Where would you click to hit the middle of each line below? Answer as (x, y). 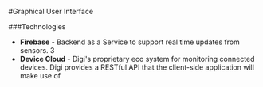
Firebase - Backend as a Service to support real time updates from (130, 42)
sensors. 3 (37, 50)
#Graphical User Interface (51, 11)
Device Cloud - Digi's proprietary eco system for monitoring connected (137, 59)
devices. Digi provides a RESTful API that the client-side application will (137, 67)
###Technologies (37, 26)
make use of (40, 76)
